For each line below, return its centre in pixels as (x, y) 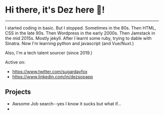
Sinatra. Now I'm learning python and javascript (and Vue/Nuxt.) (70, 43)
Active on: (15, 62)
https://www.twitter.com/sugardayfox (50, 71)
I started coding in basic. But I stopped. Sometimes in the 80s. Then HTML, (81, 28)
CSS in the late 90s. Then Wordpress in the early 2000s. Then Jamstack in (80, 33)
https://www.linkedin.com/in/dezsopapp (52, 77)
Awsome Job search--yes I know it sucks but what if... (67, 103)
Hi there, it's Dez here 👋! (55, 10)
